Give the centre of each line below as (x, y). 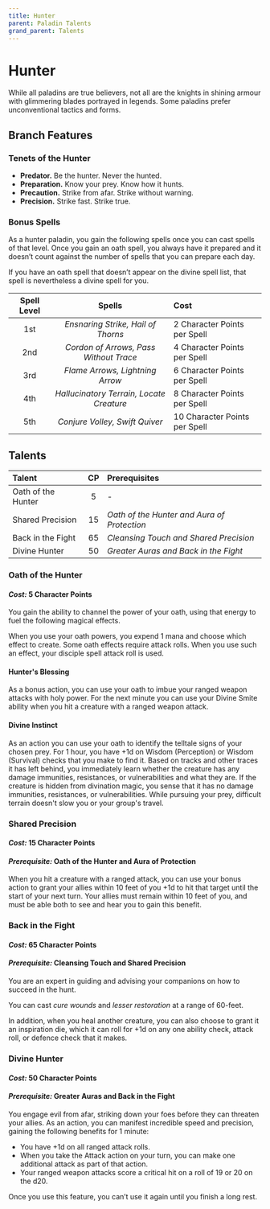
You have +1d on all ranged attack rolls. (85, 1146)
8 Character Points (209, 393)
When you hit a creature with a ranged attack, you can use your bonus (125, 879)
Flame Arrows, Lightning (110, 371)
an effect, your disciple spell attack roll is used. (86, 653)
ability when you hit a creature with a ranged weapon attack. (108, 707)
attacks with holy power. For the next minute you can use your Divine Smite (133, 698)
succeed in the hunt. (42, 989)
